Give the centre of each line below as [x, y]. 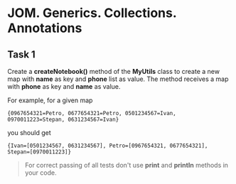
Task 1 [21, 54]
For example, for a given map [50, 100]
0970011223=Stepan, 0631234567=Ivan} [63, 119]
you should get [29, 132]
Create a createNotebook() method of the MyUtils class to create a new [114, 71]
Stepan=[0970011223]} [39, 152]
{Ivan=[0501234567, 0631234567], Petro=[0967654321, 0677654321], [108, 146]
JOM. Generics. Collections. [92, 13]
